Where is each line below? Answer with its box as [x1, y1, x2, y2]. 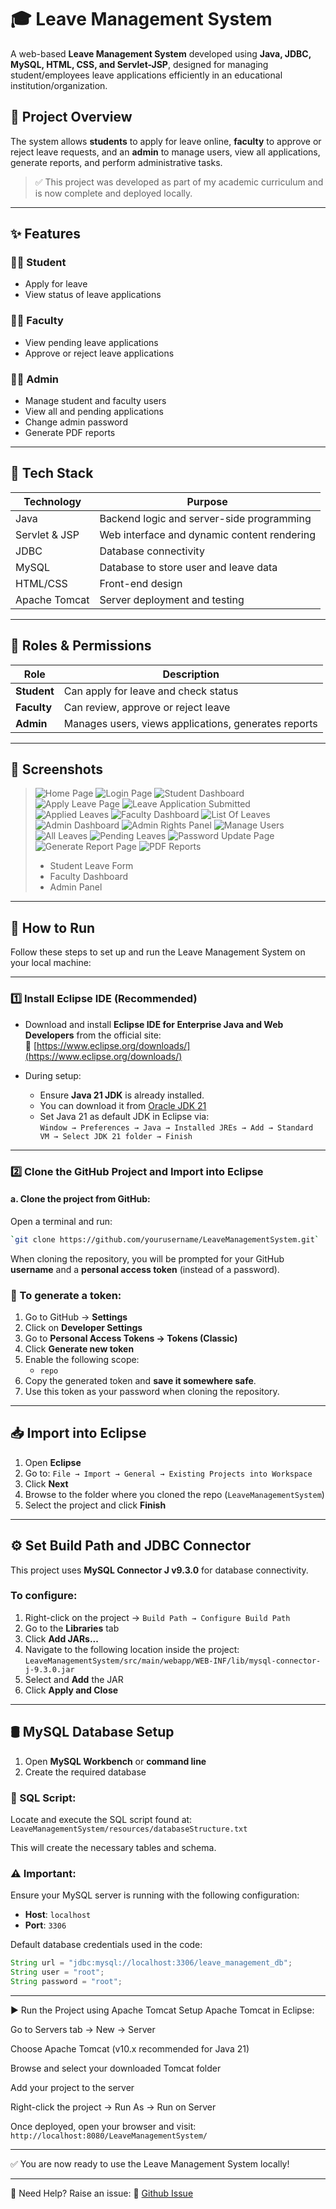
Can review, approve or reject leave [63, 700, 231, 714]
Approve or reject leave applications [24, 347, 175, 359]
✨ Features [10, 226, 81, 243]
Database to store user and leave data [99, 560, 278, 574]
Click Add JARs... [24, 1632, 99, 1645]
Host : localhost [24, 1909, 92, 1921]
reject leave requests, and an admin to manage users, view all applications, [10, 146, 321, 158]
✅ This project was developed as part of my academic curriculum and [34, 176, 324, 188]
